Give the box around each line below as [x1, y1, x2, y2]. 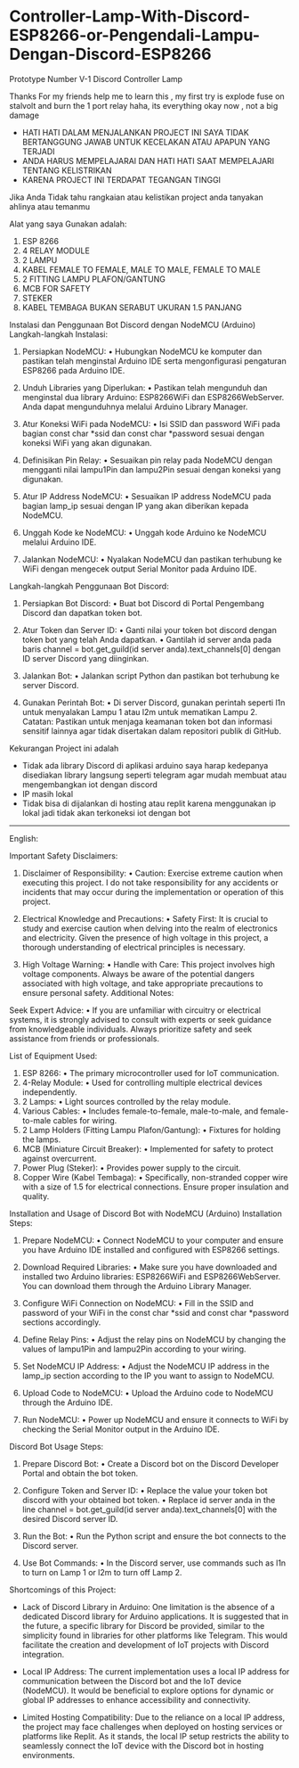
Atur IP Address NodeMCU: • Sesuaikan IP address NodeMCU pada [21, 490, 271, 501]
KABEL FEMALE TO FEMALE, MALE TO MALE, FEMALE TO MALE [21, 264, 261, 275]
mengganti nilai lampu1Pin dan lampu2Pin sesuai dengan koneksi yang [21, 464, 281, 474]
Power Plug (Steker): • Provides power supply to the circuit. [21, 1162, 242, 1173]
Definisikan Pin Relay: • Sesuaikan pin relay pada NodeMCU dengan [21, 455, 273, 465]
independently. [21, 1086, 77, 1098]
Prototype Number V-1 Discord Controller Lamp [9, 73, 183, 84]
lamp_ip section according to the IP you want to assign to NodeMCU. [21, 1370, 275, 1381]
